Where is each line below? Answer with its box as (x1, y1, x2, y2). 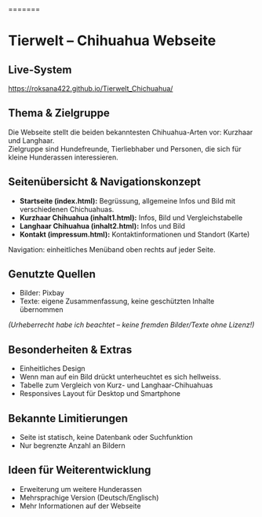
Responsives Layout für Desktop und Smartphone (19, 389, 180, 398)
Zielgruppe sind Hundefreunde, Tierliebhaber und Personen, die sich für (8, 144, 242, 153)
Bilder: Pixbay (19, 288, 64, 298)
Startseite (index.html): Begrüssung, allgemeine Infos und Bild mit (19, 196, 236, 205)
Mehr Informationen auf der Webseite (19, 500, 141, 511)
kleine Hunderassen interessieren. (8, 152, 119, 162)
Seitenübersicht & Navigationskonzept (8, 175, 202, 189)
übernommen (19, 305, 64, 314)
